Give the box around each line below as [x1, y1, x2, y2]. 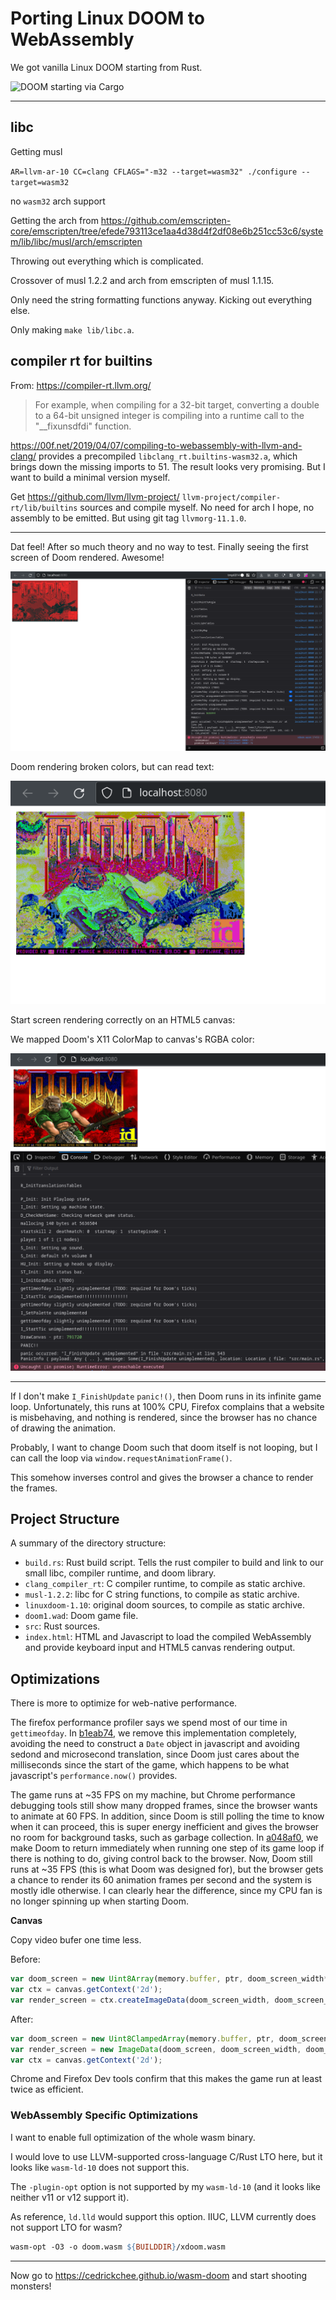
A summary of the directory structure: [10, 1537, 167, 1549]
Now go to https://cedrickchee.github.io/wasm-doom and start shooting [10, 2269, 308, 2281]
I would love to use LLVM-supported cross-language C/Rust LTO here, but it [10, 2150, 323, 2162]
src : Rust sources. [24, 1620, 101, 1632]
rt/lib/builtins [10, 503, 78, 513]
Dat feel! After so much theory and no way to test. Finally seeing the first [10, 540, 309, 552]
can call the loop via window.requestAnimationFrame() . [10, 1452, 233, 1464]
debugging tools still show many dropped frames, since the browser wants [10, 1800, 318, 1812]
